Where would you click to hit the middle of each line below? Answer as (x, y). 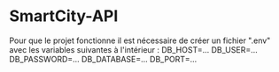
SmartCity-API (64, 16)
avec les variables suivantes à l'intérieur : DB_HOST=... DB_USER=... (134, 49)
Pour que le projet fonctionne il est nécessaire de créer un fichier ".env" (140, 40)
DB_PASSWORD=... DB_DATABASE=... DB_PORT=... (103, 59)
